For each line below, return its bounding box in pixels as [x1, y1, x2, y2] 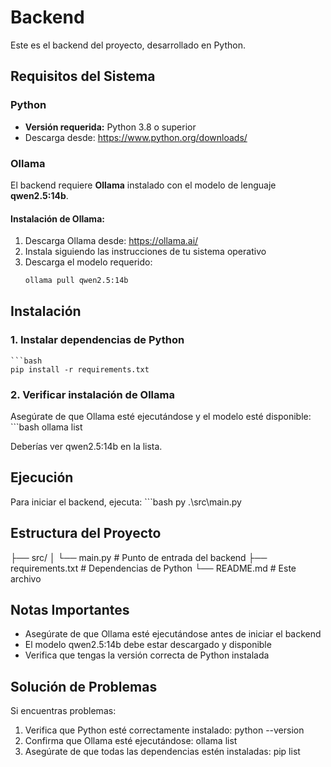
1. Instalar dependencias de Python [10, 333, 185, 347]
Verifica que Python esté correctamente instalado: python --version [24, 724, 305, 736]
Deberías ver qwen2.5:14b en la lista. [10, 440, 163, 452]
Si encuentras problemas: [10, 705, 117, 717]
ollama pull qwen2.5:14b [24, 276, 129, 286]
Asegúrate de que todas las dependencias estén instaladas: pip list [24, 746, 301, 758]
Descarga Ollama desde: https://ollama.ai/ [24, 235, 199, 247]
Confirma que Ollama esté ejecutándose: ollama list [24, 735, 238, 747]
